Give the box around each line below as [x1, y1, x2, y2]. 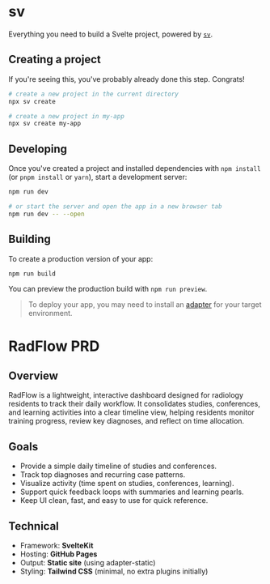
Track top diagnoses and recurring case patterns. [19, 470, 186, 480]
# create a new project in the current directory [8, 90, 179, 98]
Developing [8, 142, 67, 156]
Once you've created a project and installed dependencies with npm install [8, 164, 261, 173]
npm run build [8, 270, 57, 278]
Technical [8, 519, 59, 533]
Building [8, 232, 51, 246]
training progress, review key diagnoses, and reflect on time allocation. [8, 416, 245, 426]
